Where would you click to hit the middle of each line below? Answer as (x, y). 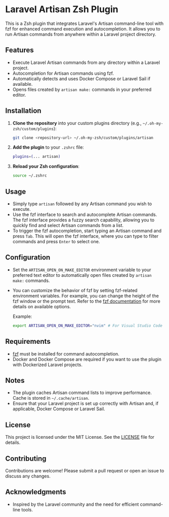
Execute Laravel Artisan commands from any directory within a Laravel (86, 62)
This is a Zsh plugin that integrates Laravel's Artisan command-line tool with (84, 23)
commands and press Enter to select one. (56, 241)
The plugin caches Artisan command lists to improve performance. (82, 393)
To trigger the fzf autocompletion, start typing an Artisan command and (87, 231)
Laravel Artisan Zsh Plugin (62, 9)
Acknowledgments (36, 492)
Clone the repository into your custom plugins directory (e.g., (77, 123)
